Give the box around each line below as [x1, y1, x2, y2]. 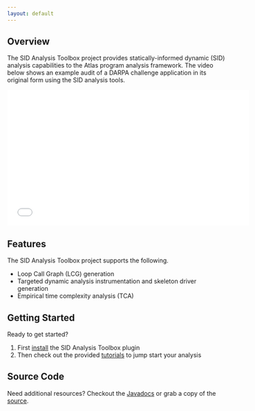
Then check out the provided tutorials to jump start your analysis [17, 351, 202, 359]
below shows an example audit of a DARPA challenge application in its [7, 68, 207, 77]
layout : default [7, 10, 54, 17]
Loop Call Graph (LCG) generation [17, 270, 115, 278]
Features [7, 238, 46, 249]
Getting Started [7, 312, 75, 323]
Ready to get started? [7, 330, 69, 338]
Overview [7, 36, 50, 48]
